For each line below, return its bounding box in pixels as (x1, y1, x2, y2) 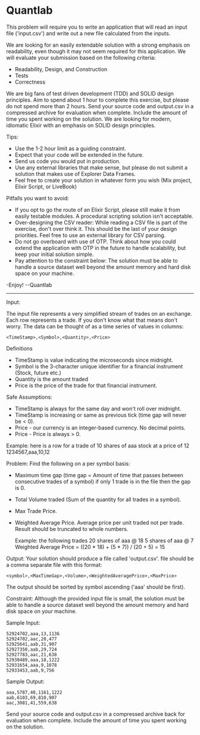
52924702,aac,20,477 (6, 636, 58, 642)
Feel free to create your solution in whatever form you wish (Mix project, (14, 176, 192, 184)
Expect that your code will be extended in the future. (14, 151, 144, 158)
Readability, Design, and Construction (14, 65, 108, 72)
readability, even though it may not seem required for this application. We (6, 47, 186, 54)
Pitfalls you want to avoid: (6, 194, 70, 202)
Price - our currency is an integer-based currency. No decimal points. (14, 424, 186, 431)
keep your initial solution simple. (14, 251, 94, 258)
